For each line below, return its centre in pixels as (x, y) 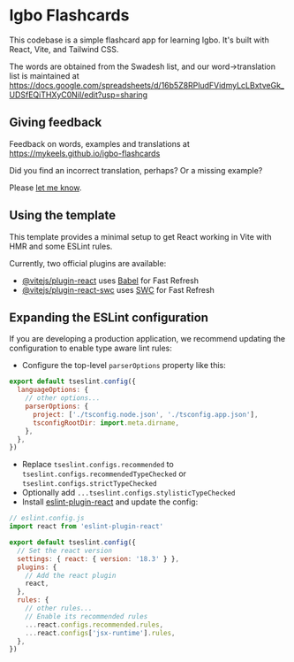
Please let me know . (45, 188)
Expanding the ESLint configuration (109, 317)
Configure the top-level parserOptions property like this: (124, 366)
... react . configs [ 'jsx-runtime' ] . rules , (100, 633)
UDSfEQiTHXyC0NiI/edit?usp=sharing (79, 95)
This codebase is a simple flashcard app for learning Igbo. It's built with (139, 40)
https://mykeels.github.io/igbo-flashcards (85, 153)
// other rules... (59, 608)
